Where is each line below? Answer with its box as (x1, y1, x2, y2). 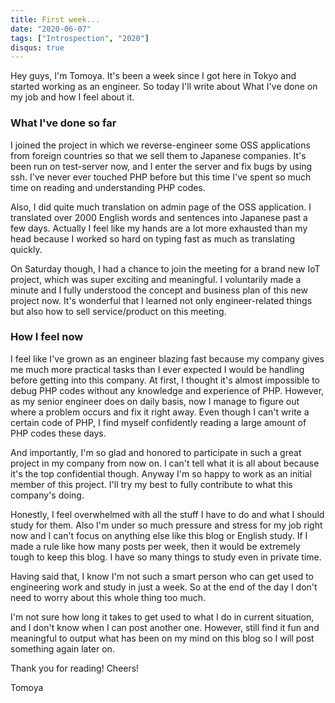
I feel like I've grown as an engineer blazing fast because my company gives (10, 352, 325, 365)
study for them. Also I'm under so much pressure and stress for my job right (10, 519, 323, 531)
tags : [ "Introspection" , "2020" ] (10, 33, 150, 43)
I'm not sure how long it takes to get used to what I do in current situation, (10, 611, 315, 623)
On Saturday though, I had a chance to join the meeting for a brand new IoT (10, 262, 321, 275)
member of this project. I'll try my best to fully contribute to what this (10, 478, 293, 490)
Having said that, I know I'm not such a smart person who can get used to (10, 570, 314, 582)
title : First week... (10, 14, 101, 25)
